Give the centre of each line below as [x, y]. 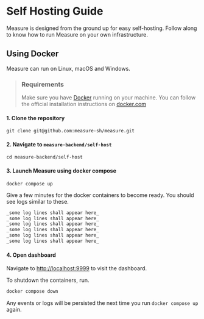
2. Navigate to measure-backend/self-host [59, 144]
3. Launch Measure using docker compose [62, 171]
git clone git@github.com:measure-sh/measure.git [71, 131]
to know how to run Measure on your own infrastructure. [77, 34]
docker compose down [33, 292]
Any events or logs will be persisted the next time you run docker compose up [102, 303]
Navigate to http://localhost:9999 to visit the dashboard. [77, 268]
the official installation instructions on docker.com [84, 104]
